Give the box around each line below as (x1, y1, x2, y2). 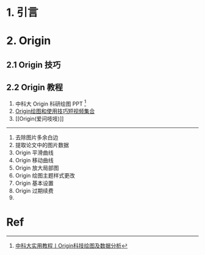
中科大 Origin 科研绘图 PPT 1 (15, 99, 87, 107)
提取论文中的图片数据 (15, 142, 69, 149)
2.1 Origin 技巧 (6, 59, 61, 70)
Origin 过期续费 (15, 187, 54, 195)
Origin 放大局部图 (15, 164, 59, 171)
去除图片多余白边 (15, 134, 59, 141)
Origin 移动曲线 (15, 157, 54, 164)
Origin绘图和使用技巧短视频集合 (15, 107, 95, 115)
